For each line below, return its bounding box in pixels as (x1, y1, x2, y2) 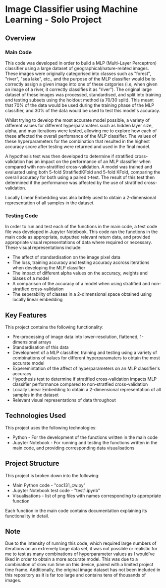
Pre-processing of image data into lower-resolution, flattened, (12, 334, 139, 339)
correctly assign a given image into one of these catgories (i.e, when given (5, 81, 158, 87)
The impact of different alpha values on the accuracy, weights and (12, 270, 148, 276)
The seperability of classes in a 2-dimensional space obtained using (12, 291, 152, 297)
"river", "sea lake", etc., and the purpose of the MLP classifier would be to (5, 76, 156, 82)
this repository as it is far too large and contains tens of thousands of (5, 572, 146, 578)
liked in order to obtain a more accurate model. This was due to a (5, 556, 138, 562)
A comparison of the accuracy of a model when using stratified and (12, 281, 150, 287)
